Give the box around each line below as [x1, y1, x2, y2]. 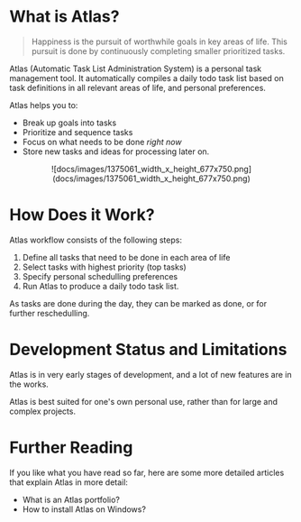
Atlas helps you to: [9, 99, 78, 110]
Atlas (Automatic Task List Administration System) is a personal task [9, 63, 262, 74]
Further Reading [9, 437, 133, 457]
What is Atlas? [9, 6, 120, 27]
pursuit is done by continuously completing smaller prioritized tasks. [31, 45, 286, 56]
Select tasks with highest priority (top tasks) [22, 261, 187, 272]
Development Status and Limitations [9, 340, 287, 360]
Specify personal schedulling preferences [22, 270, 178, 281]
